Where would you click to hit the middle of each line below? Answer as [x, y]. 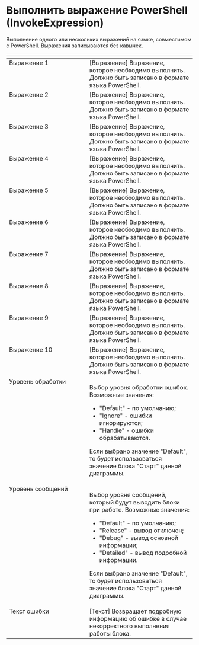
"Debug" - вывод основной [139, 538]
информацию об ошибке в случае [138, 618]
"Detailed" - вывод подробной [143, 553]
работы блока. [110, 633]
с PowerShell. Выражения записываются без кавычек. [75, 46]
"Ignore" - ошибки [126, 416]
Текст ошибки [29, 611]
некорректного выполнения [129, 626]
